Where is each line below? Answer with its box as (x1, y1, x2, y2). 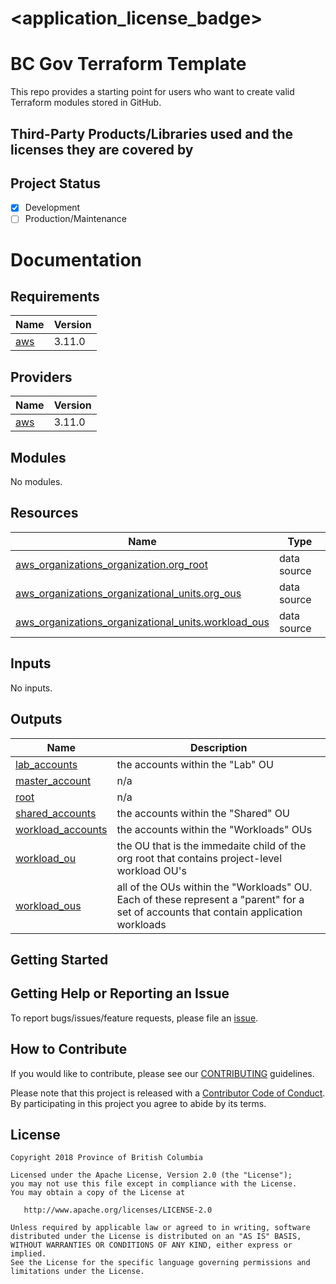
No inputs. (10, 682, 53, 694)
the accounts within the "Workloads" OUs (116, 822, 313, 836)
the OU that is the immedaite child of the (116, 838, 307, 852)
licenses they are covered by (10, 141, 194, 158)
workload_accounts (15, 822, 108, 836)
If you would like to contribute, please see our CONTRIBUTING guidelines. (10, 1067, 315, 1079)
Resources (10, 505, 79, 522)
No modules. (10, 476, 63, 488)
